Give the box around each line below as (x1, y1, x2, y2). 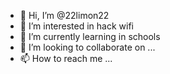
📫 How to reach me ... (19, 53, 113, 64)
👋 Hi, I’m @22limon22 (19, 10, 110, 21)
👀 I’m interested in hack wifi (19, 20, 134, 32)
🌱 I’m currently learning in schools (19, 31, 161, 42)
